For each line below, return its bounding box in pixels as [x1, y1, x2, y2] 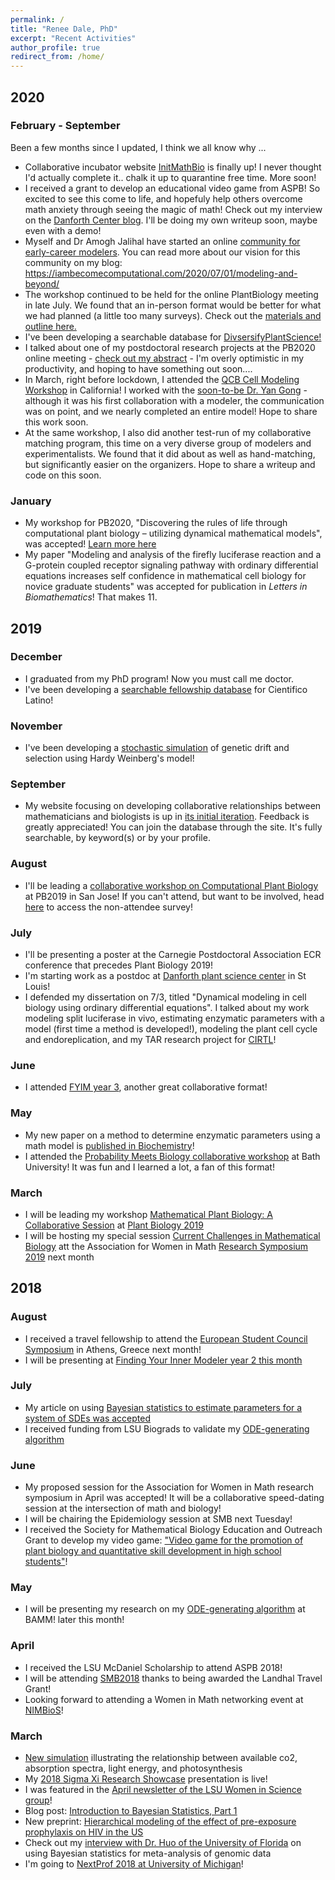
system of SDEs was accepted [24, 1412, 152, 1424]
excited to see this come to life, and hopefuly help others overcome [24, 192, 303, 205]
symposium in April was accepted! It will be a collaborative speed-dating [24, 1492, 325, 1504]
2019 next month [24, 1251, 95, 1263]
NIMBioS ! [24, 1704, 64, 1716]
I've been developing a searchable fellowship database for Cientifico [24, 683, 308, 695]
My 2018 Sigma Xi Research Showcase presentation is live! [24, 1773, 268, 1785]
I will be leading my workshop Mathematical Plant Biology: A [24, 1208, 273, 1220]
